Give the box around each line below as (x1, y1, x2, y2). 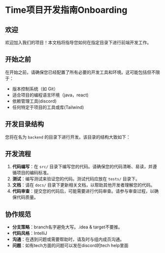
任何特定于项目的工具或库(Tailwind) (12, 104, 84, 110)
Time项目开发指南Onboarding (5, 4, 128, 16)
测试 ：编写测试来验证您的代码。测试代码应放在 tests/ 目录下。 (12, 176, 140, 182)
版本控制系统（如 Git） (12, 85, 58, 91)
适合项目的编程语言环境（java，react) (12, 92, 89, 98)
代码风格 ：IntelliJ (12, 230, 48, 236)
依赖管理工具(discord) (12, 98, 57, 104)
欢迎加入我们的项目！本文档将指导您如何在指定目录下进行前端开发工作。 (5, 40, 151, 45)
